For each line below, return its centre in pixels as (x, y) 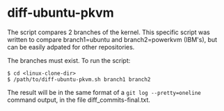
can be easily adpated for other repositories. (71, 47)
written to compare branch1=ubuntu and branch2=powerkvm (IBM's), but (112, 39)
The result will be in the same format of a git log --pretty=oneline (104, 92)
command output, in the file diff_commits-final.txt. (79, 100)
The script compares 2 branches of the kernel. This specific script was (109, 32)
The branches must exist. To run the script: (69, 60)
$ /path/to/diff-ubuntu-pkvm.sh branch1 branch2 (79, 79)
